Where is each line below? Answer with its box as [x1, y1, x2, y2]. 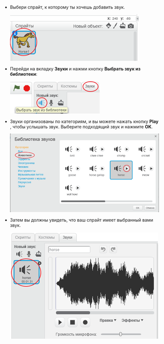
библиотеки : [9, 71, 38, 77]
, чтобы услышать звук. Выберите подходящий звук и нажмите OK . [9, 124, 153, 129]
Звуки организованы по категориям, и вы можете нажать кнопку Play [9, 118, 159, 124]
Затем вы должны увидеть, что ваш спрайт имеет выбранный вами [9, 217, 154, 223]
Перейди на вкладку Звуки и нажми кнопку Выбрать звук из [9, 66, 141, 71]
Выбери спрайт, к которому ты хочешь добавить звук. [9, 4, 125, 10]
